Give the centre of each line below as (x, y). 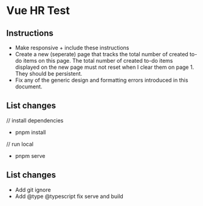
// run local (20, 144)
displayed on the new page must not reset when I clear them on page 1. (105, 67)
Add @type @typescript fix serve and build (69, 196)
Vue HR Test (38, 11)
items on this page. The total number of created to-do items (98, 61)
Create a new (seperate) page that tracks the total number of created (101, 54)
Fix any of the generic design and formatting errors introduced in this (101, 80)
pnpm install (30, 132)
